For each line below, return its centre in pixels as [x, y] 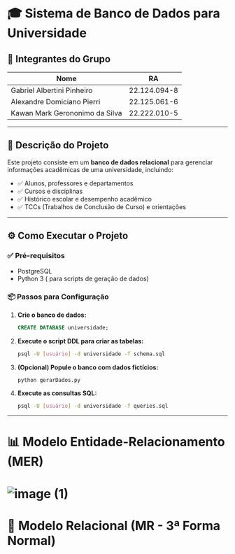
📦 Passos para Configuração [58, 297]
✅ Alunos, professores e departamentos [75, 183]
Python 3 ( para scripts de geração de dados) [83, 278]
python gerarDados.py [49, 380]
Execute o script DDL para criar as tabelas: [80, 341]
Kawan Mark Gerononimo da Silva [66, 113]
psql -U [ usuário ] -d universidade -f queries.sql [93, 406]
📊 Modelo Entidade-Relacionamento [116, 442]
